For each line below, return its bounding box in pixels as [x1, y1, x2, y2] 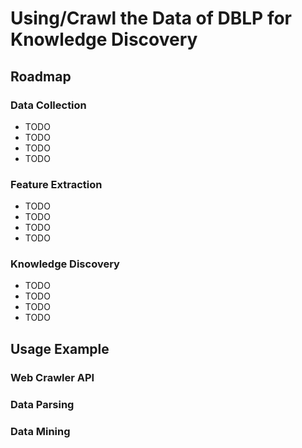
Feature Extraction [10, 177, 103, 191]
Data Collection [10, 98, 87, 112]
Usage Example [10, 340, 110, 357]
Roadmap [10, 68, 72, 85]
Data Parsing [10, 397, 75, 411]
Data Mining [10, 424, 71, 438]
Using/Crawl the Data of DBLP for [10, 7, 292, 30]
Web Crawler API [10, 370, 95, 384]
